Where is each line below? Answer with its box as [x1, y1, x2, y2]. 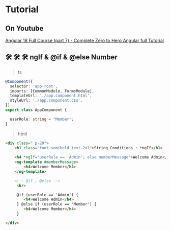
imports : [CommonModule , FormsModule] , [10, 88, 95, 94]
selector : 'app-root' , [10, 83, 58, 89]
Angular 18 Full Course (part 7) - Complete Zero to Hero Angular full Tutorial [5, 37, 164, 43]
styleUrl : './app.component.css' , [10, 98, 83, 103]
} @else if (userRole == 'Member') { [16, 202, 97, 207]
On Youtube [5, 24, 44, 33]
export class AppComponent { [5, 107, 67, 113]
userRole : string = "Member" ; [10, 117, 74, 122]
